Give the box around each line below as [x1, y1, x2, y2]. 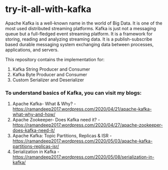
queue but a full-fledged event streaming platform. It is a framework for [5, 31, 153, 37]
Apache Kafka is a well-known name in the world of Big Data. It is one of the [5, 20, 162, 26]
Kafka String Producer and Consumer [12, 66, 90, 72]
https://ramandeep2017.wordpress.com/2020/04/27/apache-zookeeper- [12, 122, 163, 128]
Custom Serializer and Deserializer [12, 77, 84, 83]
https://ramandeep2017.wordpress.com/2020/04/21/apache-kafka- [12, 106, 152, 112]
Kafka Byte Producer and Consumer [12, 71, 87, 77]
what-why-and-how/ [12, 111, 56, 117]
